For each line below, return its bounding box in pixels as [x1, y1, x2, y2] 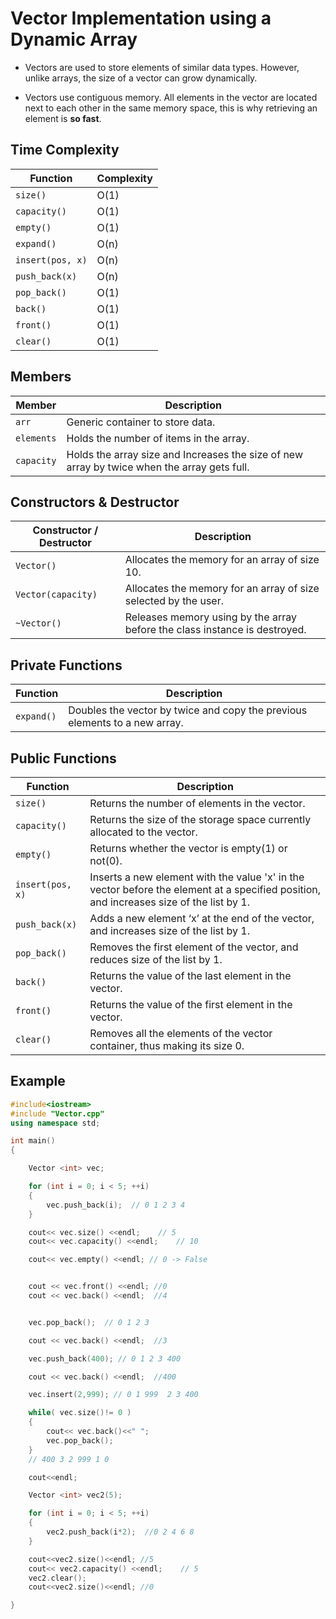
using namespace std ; [10, 1118, 101, 1128]
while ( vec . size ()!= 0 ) [28, 1408, 132, 1418]
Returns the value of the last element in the [89, 969, 292, 982]
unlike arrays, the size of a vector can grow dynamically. [24, 72, 258, 84]
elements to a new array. [68, 716, 184, 730]
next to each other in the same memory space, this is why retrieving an [24, 102, 318, 114]
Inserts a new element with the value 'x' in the [89, 870, 305, 884]
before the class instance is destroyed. [124, 623, 307, 637]
